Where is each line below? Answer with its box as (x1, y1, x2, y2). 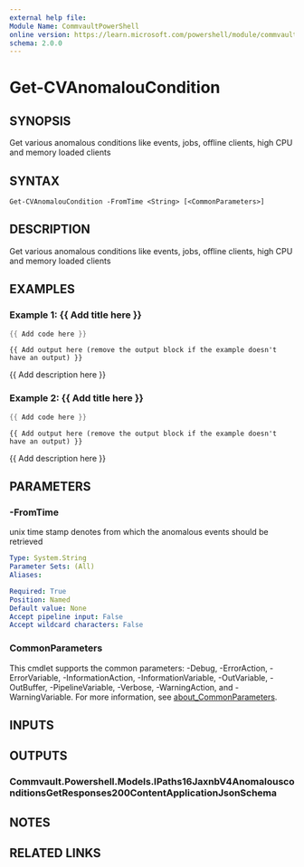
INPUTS (9, 717, 54, 733)
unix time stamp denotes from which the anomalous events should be (9, 527, 269, 538)
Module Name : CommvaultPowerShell (9, 22, 140, 31)
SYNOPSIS (9, 113, 71, 129)
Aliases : (9, 571, 43, 580)
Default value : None (9, 604, 88, 613)
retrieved (9, 536, 43, 548)
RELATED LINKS (9, 845, 101, 861)
